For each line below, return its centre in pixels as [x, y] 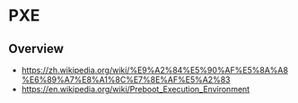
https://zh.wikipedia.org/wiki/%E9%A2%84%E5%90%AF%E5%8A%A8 [155, 70]
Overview [36, 49]
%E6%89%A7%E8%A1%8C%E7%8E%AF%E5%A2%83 [126, 80]
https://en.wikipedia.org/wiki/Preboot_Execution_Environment [136, 89]
